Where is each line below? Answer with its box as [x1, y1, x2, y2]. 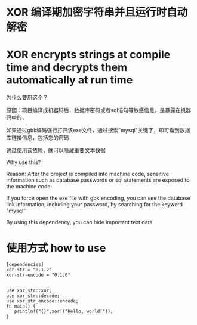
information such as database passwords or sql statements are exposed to [6, 177, 190, 184]
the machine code [6, 183, 51, 190]
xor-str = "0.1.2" [6, 267, 52, 273]
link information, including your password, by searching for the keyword [6, 201, 183, 208]
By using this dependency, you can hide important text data [6, 219, 153, 226]
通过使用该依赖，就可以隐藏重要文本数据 [6, 147, 106, 154]
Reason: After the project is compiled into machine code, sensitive [6, 171, 169, 178]
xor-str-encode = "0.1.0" [6, 272, 70, 278]
